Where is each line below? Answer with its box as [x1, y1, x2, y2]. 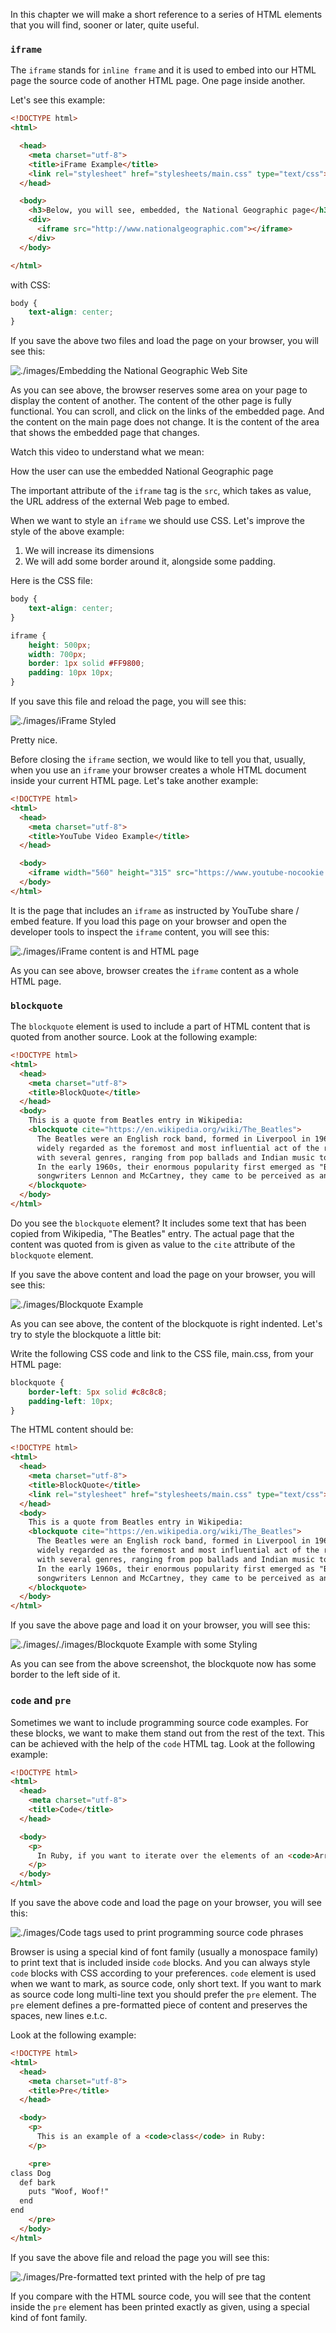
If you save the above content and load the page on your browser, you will [10, 1268, 316, 1280]
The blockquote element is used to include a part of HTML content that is [10, 1020, 311, 1033]
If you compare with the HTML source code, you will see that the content [10, 2290, 312, 2302]
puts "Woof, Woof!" [28, 2187, 110, 2197]
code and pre [10, 1694, 72, 1708]
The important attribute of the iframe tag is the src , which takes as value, [10, 485, 312, 497]
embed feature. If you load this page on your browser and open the [10, 915, 287, 927]
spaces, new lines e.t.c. [10, 2010, 108, 2022]
